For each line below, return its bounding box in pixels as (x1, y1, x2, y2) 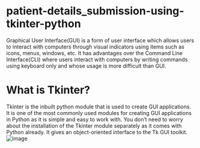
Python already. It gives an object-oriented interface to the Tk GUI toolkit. (6, 128, 188, 135)
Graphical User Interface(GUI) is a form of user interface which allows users (6, 37, 195, 44)
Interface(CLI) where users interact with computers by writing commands (6, 56, 188, 63)
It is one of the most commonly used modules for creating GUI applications (6, 109, 192, 116)
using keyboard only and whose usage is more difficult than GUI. (6, 62, 166, 70)
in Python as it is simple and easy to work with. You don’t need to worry (6, 116, 183, 123)
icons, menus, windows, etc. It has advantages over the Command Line (6, 49, 183, 56)
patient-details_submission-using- (6, 4, 184, 18)
